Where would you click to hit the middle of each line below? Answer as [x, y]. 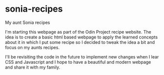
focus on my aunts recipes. [32, 47]
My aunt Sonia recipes [28, 22]
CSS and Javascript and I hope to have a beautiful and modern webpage [78, 62]
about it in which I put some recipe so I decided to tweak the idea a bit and [80, 42]
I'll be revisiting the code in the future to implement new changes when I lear [82, 56]
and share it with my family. [32, 67]
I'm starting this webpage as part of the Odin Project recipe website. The [78, 32]
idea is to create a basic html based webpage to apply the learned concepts [81, 37]
